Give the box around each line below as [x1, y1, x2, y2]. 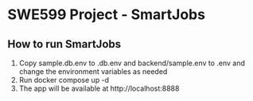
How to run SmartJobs [7, 37, 122, 51]
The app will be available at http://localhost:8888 [18, 84, 180, 93]
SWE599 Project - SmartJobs [7, 6, 206, 24]
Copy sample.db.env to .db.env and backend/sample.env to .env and [18, 58, 246, 68]
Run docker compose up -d [18, 76, 109, 84]
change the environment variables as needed [18, 67, 168, 76]
